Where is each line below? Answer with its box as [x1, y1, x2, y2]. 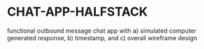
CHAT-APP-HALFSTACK [7, 4, 149, 20]
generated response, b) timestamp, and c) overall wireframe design [7, 33, 197, 42]
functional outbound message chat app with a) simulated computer [7, 27, 196, 35]
